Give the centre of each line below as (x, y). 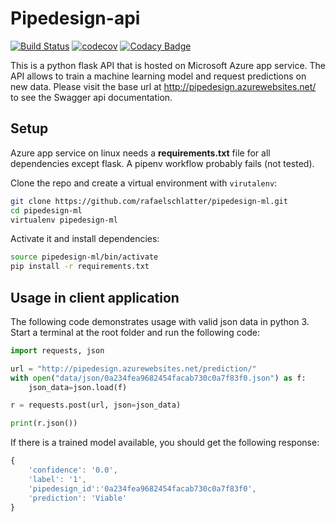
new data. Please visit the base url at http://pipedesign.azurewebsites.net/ (163, 86)
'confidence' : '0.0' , (73, 470)
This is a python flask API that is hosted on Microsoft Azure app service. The (168, 65)
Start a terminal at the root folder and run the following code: (135, 332)
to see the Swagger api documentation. (91, 97)
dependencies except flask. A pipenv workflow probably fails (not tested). (162, 163)
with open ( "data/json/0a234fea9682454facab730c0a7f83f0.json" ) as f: (158, 378)
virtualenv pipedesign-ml (64, 220)
